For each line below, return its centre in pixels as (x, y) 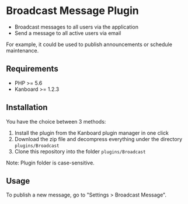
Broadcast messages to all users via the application (76, 27)
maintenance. (22, 50)
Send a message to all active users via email (68, 33)
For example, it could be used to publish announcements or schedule (89, 44)
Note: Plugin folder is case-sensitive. (50, 163)
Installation (27, 108)
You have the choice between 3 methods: (56, 121)
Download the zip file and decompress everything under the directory (98, 139)
